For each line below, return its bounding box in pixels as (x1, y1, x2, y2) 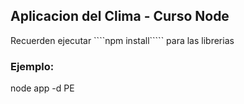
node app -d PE (10, 82, 75, 94)
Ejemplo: (10, 59, 55, 73)
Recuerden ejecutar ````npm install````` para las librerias (10, 34, 235, 46)
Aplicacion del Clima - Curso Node (10, 8, 230, 25)
